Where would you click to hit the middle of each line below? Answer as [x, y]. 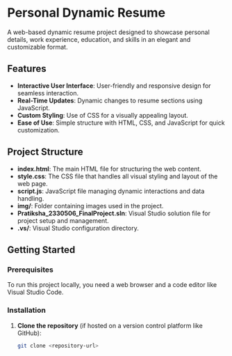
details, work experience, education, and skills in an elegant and [99, 39]
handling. [31, 198]
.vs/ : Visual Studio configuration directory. [78, 228]
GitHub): [29, 333]
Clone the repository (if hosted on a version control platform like [110, 325]
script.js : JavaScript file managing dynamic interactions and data [111, 191]
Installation [27, 310]
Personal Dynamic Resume [86, 13]
